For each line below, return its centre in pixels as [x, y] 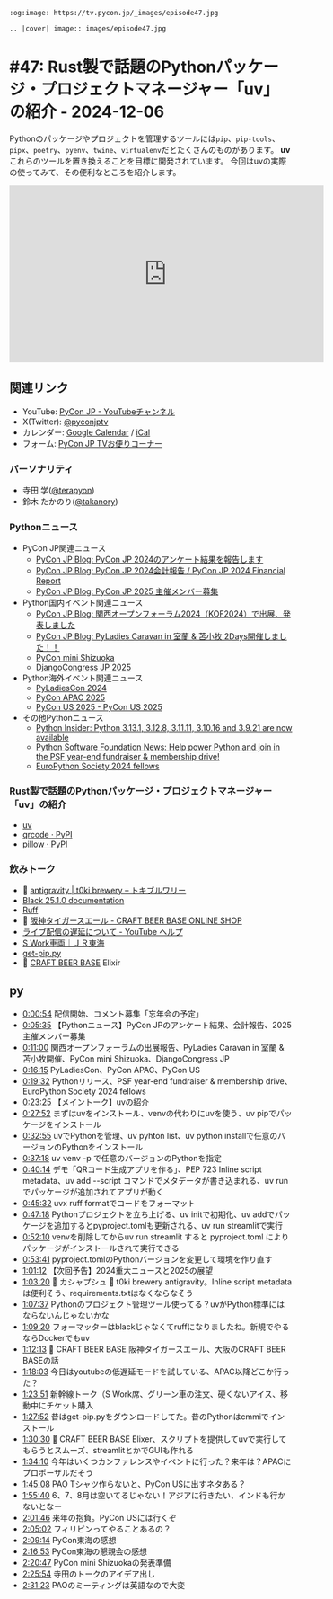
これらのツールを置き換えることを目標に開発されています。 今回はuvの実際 [148, 161]
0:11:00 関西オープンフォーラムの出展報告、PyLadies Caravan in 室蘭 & [153, 1047]
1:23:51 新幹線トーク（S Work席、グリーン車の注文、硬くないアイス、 [151, 1394]
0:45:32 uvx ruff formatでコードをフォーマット [109, 1203]
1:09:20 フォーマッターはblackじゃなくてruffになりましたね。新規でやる [156, 1327]
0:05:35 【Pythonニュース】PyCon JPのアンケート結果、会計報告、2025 [157, 1025]
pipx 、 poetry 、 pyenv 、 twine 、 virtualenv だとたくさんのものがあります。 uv [150, 149]
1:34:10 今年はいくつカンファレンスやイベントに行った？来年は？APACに [157, 1461]
